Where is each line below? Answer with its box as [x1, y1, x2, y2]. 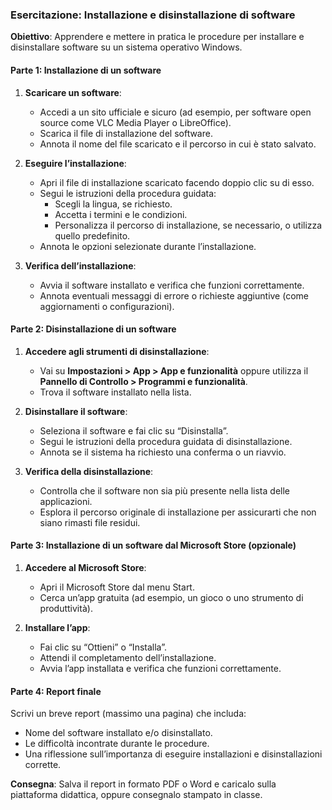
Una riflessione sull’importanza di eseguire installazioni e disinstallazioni [24, 748, 323, 760]
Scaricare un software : [24, 86, 122, 98]
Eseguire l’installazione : [24, 157, 127, 169]
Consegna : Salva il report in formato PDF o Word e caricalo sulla [10, 778, 277, 790]
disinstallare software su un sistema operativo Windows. [10, 41, 243, 53]
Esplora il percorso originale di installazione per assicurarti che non [39, 506, 317, 518]
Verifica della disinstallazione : [24, 465, 154, 477]
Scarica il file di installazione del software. [39, 127, 213, 139]
